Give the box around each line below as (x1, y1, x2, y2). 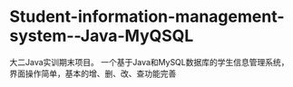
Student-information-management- (9, 6, 285, 27)
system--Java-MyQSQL (9, 25, 194, 46)
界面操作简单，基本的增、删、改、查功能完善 (9, 68, 177, 79)
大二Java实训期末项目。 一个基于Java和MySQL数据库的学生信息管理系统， (9, 56, 289, 67)
